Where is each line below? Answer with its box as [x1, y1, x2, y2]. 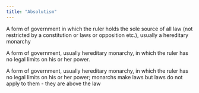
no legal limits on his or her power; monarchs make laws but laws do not [6, 73, 183, 80]
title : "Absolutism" [6, 8, 58, 15]
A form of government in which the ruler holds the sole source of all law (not [6, 25, 193, 32]
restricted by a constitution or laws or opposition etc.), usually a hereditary [6, 31, 189, 39]
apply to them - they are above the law [6, 80, 101, 87]
